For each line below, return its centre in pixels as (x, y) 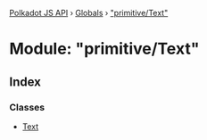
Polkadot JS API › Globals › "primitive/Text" (89, 13)
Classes (27, 107)
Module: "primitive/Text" (104, 49)
